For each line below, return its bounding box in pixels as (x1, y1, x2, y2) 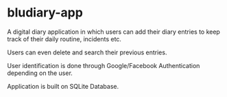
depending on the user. (7, 69, 73, 77)
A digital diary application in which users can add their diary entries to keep (7, 28, 221, 36)
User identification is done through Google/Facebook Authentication (7, 61, 200, 69)
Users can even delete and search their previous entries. (7, 48, 167, 56)
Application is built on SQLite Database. (7, 82, 119, 90)
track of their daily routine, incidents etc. (7, 34, 122, 43)
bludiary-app (7, 5, 84, 21)
